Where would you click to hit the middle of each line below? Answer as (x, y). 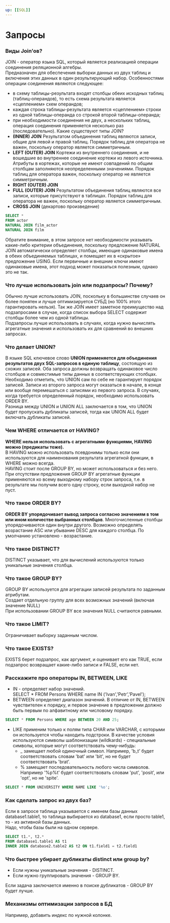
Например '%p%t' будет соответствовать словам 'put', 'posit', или (92, 773)
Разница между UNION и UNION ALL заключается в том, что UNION (79, 407)
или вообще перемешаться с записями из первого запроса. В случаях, (83, 390)
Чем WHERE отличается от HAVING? (53, 431)
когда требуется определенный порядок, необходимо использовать (80, 396)
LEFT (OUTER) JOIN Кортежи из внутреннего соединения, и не (81, 153)
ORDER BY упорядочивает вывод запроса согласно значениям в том (82, 514)
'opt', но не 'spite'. (40, 778)
